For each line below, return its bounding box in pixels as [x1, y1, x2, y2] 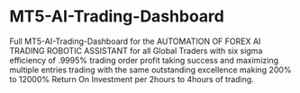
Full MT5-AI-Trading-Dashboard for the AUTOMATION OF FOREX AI [9, 36, 261, 46]
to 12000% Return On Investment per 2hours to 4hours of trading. [9, 73, 254, 84]
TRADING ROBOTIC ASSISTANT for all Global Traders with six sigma [9, 45, 263, 55]
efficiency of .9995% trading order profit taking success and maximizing [9, 55, 279, 65]
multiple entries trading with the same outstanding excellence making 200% [9, 64, 292, 75]
